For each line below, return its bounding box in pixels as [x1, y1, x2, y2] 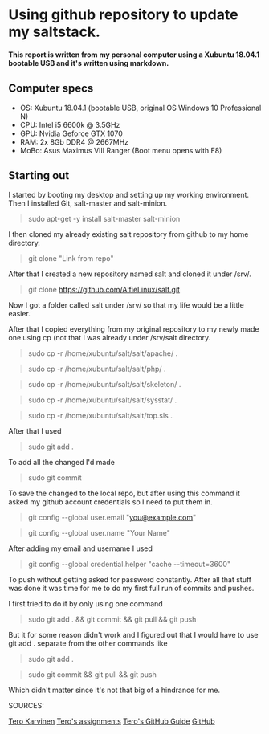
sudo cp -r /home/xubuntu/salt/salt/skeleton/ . [27, 380, 181, 389]
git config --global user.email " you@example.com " [27, 512, 197, 523]
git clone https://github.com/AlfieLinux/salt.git [27, 285, 181, 295]
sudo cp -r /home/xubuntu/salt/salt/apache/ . [27, 349, 178, 358]
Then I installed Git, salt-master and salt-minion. [8, 198, 167, 208]
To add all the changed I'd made [8, 458, 115, 467]
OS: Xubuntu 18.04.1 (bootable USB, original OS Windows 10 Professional [19, 103, 262, 112]
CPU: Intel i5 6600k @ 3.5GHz [19, 120, 120, 129]
